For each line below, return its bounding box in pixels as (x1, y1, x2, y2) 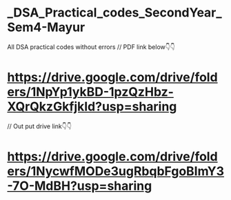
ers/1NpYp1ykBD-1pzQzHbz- (7, 84, 174, 100)
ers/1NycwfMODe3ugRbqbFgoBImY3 (7, 163, 225, 179)
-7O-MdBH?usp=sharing (7, 178, 152, 194)
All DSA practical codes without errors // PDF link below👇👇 (7, 43, 176, 51)
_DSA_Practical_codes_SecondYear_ (7, 5, 222, 21)
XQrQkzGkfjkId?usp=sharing (7, 99, 177, 114)
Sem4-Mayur (7, 19, 86, 35)
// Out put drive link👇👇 (7, 122, 72, 130)
